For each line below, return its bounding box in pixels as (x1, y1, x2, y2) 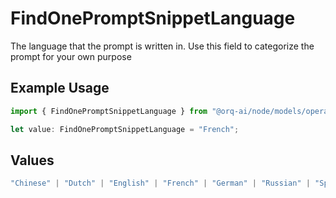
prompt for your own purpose (10, 50, 132, 62)
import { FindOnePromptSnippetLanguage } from (10, 106, 208, 116)
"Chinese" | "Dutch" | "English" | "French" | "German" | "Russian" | (10, 178, 311, 189)
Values (10, 152, 55, 169)
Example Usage (10, 80, 110, 97)
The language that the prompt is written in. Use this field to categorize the (10, 40, 315, 52)
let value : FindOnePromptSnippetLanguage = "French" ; (10, 124, 240, 134)
